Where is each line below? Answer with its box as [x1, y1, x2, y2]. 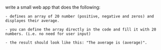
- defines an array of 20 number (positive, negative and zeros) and [5, 14, 154, 19]
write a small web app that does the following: [5, 4, 101, 10]
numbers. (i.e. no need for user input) [5, 31, 92, 36]
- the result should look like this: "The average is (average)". [5, 40, 147, 45]
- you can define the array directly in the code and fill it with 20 [5, 27, 156, 32]
